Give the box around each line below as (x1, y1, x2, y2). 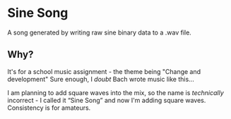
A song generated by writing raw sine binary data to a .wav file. (7, 28, 192, 37)
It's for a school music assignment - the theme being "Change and (7, 67, 201, 75)
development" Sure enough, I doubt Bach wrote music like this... (7, 75, 194, 83)
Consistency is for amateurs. (7, 104, 91, 112)
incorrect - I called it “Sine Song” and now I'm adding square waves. (7, 96, 206, 104)
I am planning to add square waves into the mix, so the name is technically (7, 88, 224, 96)
